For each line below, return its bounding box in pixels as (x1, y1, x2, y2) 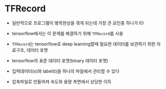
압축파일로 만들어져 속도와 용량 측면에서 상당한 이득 (11, 79, 112, 85)
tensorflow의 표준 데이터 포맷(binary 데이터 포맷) (11, 57, 108, 63)
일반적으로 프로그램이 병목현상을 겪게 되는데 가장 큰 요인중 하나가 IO (11, 20, 144, 26)
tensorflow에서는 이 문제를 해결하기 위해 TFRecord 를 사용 (11, 30, 124, 36)
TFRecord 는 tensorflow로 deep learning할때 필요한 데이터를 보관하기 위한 (11, 41, 156, 47)
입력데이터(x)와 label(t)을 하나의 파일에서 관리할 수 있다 (11, 68, 120, 74)
